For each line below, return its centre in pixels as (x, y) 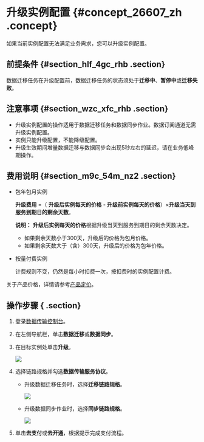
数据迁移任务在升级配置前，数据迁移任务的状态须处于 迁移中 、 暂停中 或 (94, 80)
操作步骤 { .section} (44, 306)
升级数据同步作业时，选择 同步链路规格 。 (75, 409)
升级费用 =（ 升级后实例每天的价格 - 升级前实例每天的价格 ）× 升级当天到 (105, 205)
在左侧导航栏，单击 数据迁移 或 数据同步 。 (66, 334)
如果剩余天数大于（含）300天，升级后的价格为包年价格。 (96, 246)
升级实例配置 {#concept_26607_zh (94, 12)
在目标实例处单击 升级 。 (44, 347)
